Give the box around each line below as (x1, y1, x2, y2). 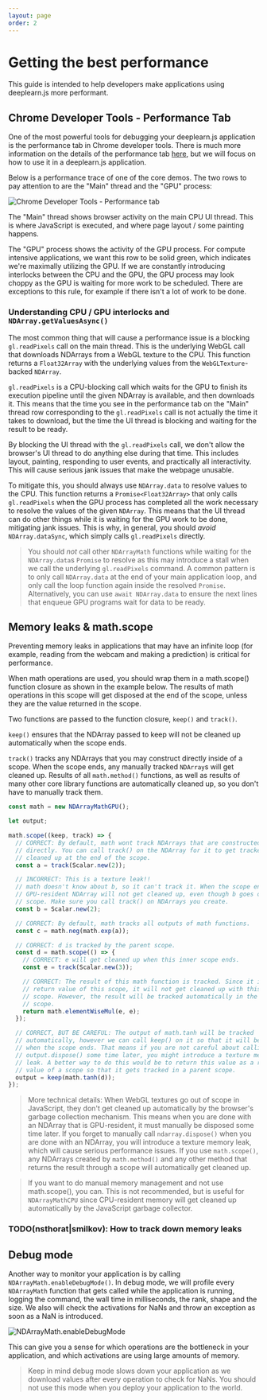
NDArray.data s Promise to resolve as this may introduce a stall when (27, 554, 249, 565)
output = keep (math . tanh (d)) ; (15, 1073, 115, 1082)
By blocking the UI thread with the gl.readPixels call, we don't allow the (8, 439, 245, 449)
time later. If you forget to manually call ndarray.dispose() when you (27, 1129, 252, 1138)
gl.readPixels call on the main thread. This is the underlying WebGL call (8, 341, 246, 351)
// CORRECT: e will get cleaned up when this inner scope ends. (22, 956, 240, 964)
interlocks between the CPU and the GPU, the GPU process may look (8, 270, 234, 279)
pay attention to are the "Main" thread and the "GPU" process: (8, 181, 212, 191)
